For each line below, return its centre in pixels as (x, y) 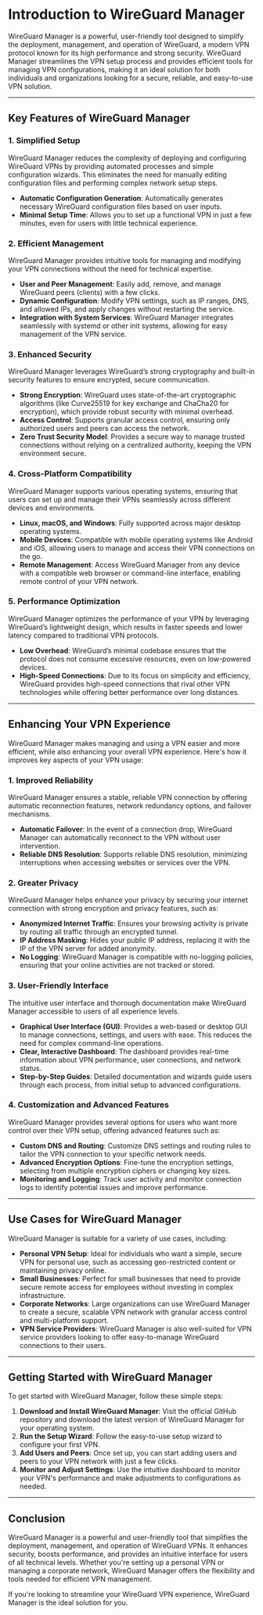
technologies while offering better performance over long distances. (130, 692)
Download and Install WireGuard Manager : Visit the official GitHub (128, 1412)
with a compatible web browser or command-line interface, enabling (130, 573)
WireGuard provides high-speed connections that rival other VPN (124, 684)
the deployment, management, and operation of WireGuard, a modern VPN (129, 44)
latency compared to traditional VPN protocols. (84, 635)
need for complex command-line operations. (91, 1043)
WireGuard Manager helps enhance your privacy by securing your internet (128, 900)
